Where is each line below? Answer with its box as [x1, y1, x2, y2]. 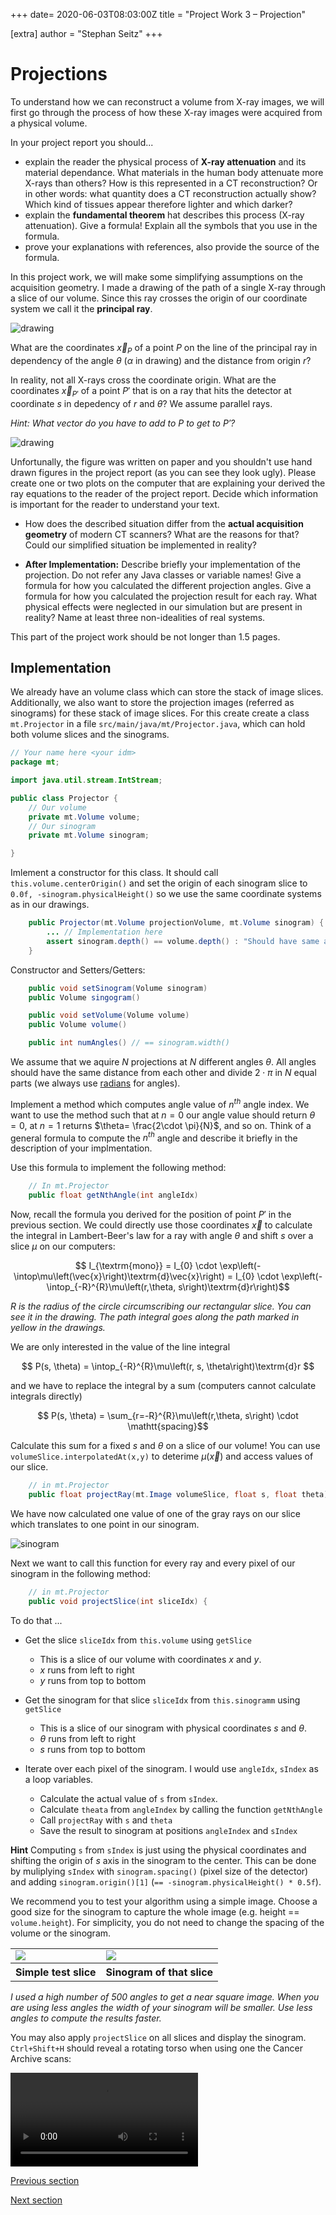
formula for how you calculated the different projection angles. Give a [24, 579, 312, 591]
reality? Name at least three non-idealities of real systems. [24, 611, 266, 623]
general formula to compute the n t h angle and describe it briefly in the [10, 1130, 298, 1144]
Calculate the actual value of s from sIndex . [39, 1792, 218, 1804]
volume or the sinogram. [10, 1927, 112, 1939]
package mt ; [10, 757, 60, 768]
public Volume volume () [28, 1020, 128, 1030]
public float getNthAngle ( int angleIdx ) [28, 1190, 199, 1201]
